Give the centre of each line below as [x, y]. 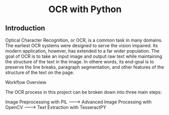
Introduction [25, 28]
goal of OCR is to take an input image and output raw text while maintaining [84, 56]
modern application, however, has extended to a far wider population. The [82, 51]
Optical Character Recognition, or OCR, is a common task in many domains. [84, 40]
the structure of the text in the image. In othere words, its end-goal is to [80, 62]
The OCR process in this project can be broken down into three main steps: [83, 92]
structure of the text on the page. [40, 72]
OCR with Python [85, 9]
